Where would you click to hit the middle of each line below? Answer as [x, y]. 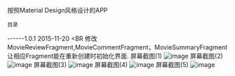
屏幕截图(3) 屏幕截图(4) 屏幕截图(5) [112, 64]
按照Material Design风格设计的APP [58, 10]
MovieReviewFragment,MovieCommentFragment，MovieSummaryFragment [117, 47]
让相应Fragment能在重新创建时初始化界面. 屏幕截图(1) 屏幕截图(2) [115, 56]
